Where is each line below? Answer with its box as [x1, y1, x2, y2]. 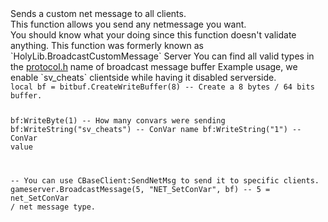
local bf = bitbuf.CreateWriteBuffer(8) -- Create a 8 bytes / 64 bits [10, 82, 315, 92]
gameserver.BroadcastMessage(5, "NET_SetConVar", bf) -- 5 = [10, 184, 271, 194]
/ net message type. [10, 202, 97, 212]
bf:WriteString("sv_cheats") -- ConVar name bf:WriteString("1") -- [10, 124, 302, 134]
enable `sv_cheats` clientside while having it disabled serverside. [10, 72, 277, 83]
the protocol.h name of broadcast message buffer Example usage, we [10, 61, 298, 72]
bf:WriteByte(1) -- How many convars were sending [10, 115, 226, 126]
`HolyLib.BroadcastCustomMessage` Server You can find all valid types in [10, 50, 315, 62]
